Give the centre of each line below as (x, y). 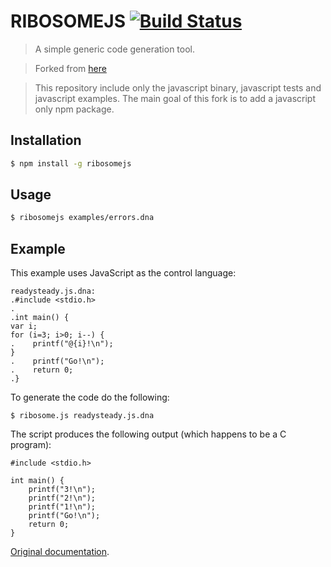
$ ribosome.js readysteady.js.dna (82, 416)
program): (31, 445)
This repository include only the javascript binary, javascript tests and (178, 87)
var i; (24, 326)
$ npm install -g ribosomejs (71, 163)
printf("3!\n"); (62, 490)
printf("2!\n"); (62, 498)
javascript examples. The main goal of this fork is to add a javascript (175, 98)
